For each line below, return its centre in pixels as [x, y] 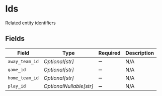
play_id [17, 86]
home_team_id [23, 78]
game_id [17, 69]
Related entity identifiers [31, 23]
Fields [15, 39]
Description [140, 53]
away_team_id [23, 61]
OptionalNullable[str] [69, 86]
